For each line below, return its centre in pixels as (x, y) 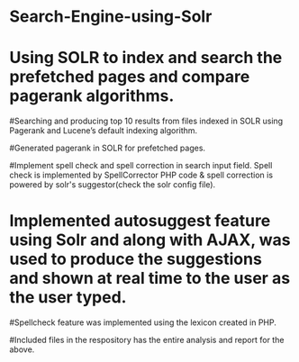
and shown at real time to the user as (150, 279)
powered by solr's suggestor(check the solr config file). (113, 185)
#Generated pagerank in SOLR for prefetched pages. (107, 148)
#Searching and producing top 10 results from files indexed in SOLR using (146, 121)
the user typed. (68, 298)
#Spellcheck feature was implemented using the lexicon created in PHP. (143, 322)
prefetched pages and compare (130, 77)
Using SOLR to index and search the (146, 58)
